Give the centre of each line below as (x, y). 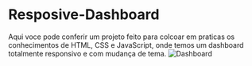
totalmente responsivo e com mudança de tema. (87, 53)
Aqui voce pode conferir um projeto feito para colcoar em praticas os (122, 37)
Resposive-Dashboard (84, 15)
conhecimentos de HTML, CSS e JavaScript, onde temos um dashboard (126, 45)
